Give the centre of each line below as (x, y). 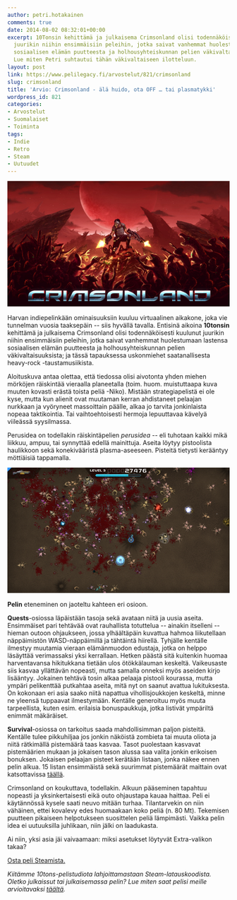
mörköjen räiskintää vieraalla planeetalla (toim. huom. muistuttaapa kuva (112, 384)
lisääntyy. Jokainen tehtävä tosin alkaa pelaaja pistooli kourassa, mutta (110, 677)
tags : (15, 134)
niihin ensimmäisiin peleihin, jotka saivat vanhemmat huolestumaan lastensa (117, 341)
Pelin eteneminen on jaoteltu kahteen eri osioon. (78, 604)
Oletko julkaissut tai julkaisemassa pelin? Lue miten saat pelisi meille (107, 881)
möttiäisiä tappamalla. (39, 458)
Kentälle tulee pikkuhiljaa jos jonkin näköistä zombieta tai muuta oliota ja (112, 736)
